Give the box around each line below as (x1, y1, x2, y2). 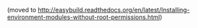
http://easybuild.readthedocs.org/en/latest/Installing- (37, 6, 190, 14)
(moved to (7, 6, 37, 14)
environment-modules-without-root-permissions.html (7, 13, 160, 21)
